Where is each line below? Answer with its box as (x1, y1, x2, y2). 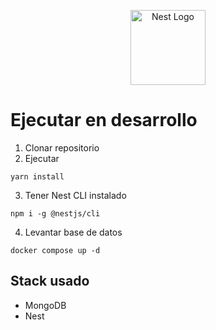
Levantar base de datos (24, 226, 123, 238)
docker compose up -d (10, 245, 101, 255)
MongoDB (24, 299, 67, 311)
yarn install (10, 171, 65, 182)
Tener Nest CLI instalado (24, 189, 127, 201)
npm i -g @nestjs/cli (10, 208, 101, 219)
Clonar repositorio (24, 141, 100, 154)
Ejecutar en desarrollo (10, 109, 198, 132)
